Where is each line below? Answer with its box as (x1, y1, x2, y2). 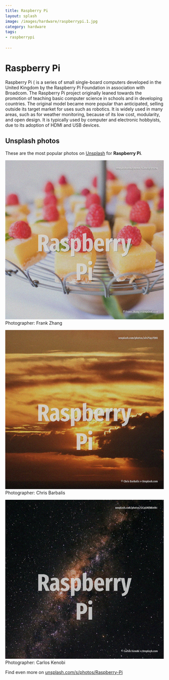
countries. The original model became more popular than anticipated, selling (5, 100, 163, 107)
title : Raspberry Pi (5, 8, 49, 13)
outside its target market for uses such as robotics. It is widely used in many (5, 106, 163, 112)
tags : (5, 29, 17, 35)
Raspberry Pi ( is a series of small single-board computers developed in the (5, 79, 162, 85)
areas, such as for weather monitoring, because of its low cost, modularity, (5, 111, 160, 117)
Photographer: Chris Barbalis (5, 490, 65, 496)
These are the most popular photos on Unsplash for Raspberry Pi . (5, 150, 142, 156)
